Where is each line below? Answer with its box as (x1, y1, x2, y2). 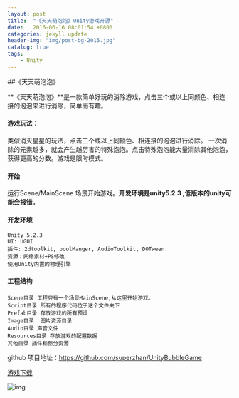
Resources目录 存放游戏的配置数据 (7, 332, 98, 340)
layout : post (7, 10, 46, 18)
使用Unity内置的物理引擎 (7, 261, 71, 268)
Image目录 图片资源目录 (7, 317, 73, 325)
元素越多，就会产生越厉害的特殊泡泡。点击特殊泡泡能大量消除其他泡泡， (19, 145, 232, 153)
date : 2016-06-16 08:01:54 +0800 (7, 24, 113, 31)
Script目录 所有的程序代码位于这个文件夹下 (7, 302, 120, 309)
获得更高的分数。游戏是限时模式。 (7, 154, 107, 163)
